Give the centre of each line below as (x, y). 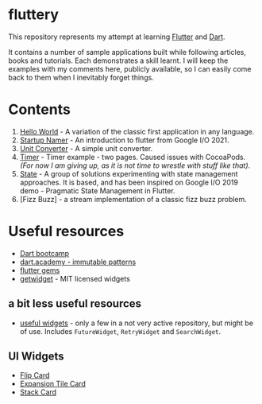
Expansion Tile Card (52, 384)
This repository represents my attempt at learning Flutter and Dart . (117, 37)
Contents (40, 110)
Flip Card (35, 375)
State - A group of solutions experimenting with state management (129, 173)
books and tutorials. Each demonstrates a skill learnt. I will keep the (118, 60)
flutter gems (40, 270)
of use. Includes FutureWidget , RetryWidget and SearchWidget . (120, 331)
